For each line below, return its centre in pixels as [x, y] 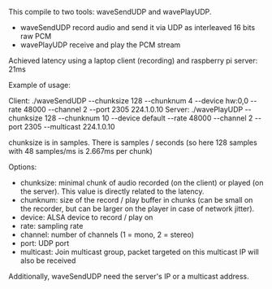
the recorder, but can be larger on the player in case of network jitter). [137, 208]
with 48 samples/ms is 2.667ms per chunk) [80, 151]
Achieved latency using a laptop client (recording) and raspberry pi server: [133, 61]
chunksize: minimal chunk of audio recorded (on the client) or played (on [142, 183]
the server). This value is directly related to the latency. [112, 191]
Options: [23, 167]
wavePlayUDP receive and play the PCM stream [100, 45]
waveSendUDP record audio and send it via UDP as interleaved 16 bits [138, 27]
